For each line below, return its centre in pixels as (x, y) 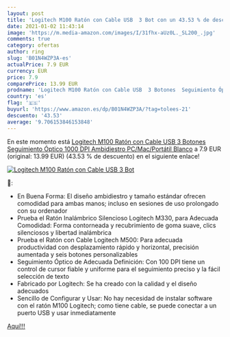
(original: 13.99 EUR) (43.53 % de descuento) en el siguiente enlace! (103, 156)
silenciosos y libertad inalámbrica (64, 232)
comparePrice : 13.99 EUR (42, 84)
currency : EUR (27, 71)
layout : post (26, 13)
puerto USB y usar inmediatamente (66, 312)
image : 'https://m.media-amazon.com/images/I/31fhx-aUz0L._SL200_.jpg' (111, 33)
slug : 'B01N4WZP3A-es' (39, 58)
